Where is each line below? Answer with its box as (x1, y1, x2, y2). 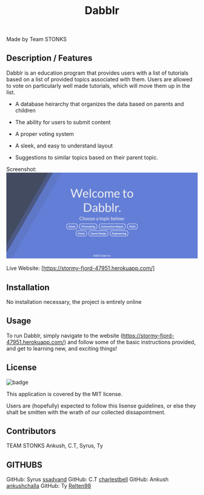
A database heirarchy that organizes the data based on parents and (15, 100, 184, 107)
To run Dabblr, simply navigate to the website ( (6, 332, 123, 339)
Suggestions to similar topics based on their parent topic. (15, 153, 158, 161)
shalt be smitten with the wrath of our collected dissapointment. (6, 408, 166, 416)
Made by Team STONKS (6, 35, 67, 42)
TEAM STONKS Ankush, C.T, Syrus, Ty (6, 442, 103, 450)
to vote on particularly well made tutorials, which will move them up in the (6, 82, 190, 89)
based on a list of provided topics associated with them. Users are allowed (6, 75, 193, 82)
